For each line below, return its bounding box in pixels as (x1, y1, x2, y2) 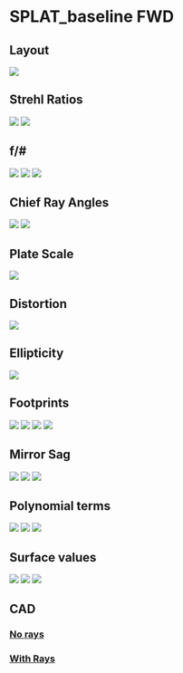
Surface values (9, 550, 97, 565)
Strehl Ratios (9, 92, 83, 108)
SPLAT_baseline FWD (9, 6, 175, 27)
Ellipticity (9, 346, 64, 361)
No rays (9, 628, 45, 640)
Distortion (9, 296, 68, 312)
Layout (9, 43, 50, 58)
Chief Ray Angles (9, 195, 110, 210)
